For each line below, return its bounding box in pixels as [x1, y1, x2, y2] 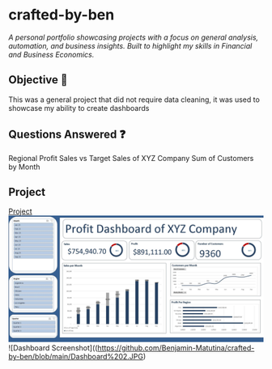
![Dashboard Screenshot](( [8, 343, 98, 353]
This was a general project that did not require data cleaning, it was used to [8, 95, 261, 104]
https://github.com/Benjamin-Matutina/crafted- [96, 343, 255, 353]
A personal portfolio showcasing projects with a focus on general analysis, [8, 32, 259, 42]
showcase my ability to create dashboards [8, 103, 150, 112]
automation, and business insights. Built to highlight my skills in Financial [8, 40, 253, 50]
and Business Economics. [8, 49, 95, 59]
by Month [8, 162, 40, 172]
